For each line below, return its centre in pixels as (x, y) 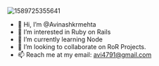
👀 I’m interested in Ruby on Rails (64, 32)
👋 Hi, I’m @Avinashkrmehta (57, 24)
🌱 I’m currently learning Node (60, 39)
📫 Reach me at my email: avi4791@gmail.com (84, 55)
